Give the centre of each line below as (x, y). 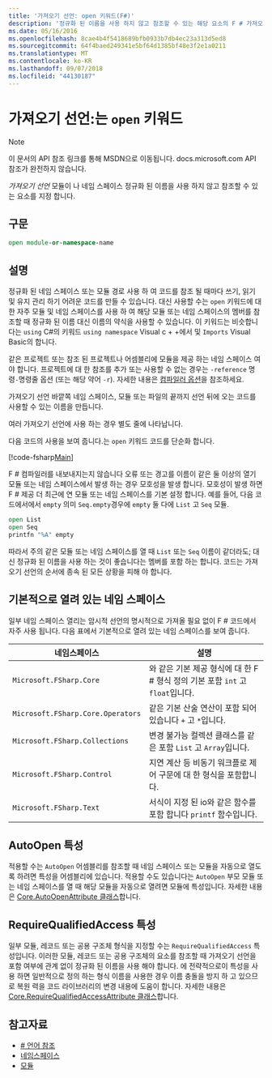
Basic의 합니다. (33, 342)
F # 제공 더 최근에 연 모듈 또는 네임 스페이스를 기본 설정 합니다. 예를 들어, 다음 (131, 494)
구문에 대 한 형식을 (191, 774)
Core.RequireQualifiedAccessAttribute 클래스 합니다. (93, 996)
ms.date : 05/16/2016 (43, 31)
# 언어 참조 (38, 1045)
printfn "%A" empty (41, 535)
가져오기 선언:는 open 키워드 (96, 119)
